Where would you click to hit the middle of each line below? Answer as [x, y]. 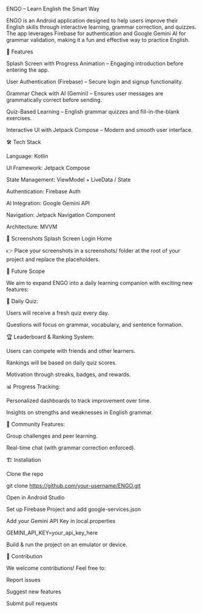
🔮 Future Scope [26, 271]
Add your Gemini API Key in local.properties [61, 521]
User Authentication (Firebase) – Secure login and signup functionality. [95, 82]
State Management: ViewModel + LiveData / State [69, 180]
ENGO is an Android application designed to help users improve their [92, 20]
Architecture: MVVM [32, 227]
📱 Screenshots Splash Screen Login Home [59, 238]
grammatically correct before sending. [54, 100]
